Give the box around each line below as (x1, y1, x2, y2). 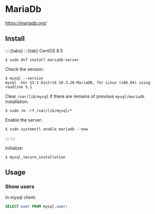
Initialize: (5, 145, 23, 151)
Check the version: (5, 66, 44, 72)
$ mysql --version (5, 76, 43, 81)
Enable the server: (5, 117, 43, 123)
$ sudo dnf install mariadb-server (5, 57, 79, 62)
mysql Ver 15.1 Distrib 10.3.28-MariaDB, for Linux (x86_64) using (5, 80, 151, 85)
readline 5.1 (5, 84, 32, 89)
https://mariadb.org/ (5, 20, 47, 26)
